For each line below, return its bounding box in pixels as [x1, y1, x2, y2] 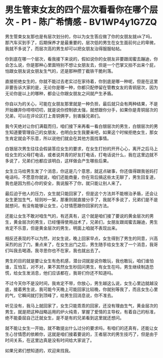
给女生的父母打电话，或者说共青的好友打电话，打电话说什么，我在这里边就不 [5, 151, 158, 158]
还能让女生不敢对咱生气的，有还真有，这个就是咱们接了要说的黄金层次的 [5, 213, 149, 219]
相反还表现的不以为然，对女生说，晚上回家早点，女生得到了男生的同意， [5, 235, 149, 241]
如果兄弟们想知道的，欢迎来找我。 [5, 347, 73, 353]
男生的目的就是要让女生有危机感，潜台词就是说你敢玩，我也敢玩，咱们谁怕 [5, 258, 154, 263]
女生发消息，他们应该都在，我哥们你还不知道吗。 [17, 270, 115, 276]
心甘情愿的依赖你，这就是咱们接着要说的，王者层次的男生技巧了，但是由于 [9, 331, 158, 337]
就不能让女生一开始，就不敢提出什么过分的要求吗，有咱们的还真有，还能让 [5, 325, 154, 331]
